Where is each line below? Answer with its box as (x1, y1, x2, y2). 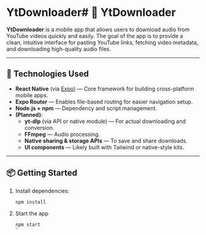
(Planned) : (15, 111, 43, 118)
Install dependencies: (15, 187, 70, 195)
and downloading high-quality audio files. (6, 45, 112, 53)
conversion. (24, 124, 55, 131)
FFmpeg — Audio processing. (24, 130, 100, 138)
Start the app (15, 210, 49, 217)
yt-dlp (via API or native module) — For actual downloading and (24, 117, 186, 125)
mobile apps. (15, 91, 48, 99)
